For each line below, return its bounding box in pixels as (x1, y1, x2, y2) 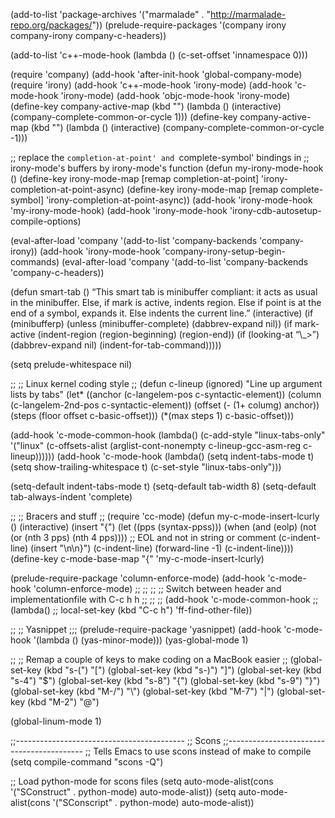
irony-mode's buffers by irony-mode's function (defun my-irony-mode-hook (10, 162, 324, 174)
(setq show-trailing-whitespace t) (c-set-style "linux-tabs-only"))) (10, 461, 282, 473)
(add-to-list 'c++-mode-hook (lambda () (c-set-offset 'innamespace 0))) (10, 49, 308, 61)
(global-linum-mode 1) (10, 715, 102, 727)
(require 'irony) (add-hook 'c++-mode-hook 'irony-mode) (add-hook (10, 79, 293, 91)
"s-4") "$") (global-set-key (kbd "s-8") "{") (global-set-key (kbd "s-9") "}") (10, 675, 321, 686)
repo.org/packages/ (10, 19, 93, 31)
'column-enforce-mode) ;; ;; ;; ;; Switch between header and (33, 583, 282, 594)
